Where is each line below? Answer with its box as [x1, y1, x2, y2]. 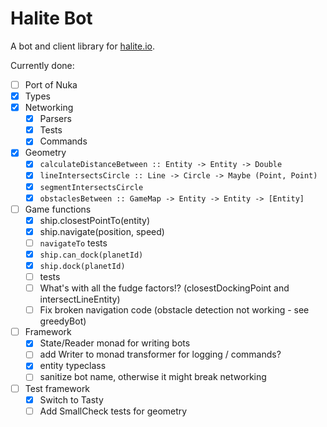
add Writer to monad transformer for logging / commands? [39, 348, 282, 361]
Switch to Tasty [39, 393, 104, 406]
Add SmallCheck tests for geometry [39, 405, 188, 417]
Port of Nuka [24, 78, 78, 91]
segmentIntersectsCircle [39, 182, 144, 192]
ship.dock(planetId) [39, 261, 126, 271]
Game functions [24, 203, 92, 215]
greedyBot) [39, 315, 87, 327]
